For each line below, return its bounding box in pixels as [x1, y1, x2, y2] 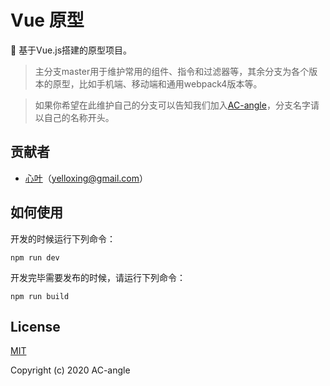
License [10, 318, 61, 335]
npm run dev [10, 252, 60, 263]
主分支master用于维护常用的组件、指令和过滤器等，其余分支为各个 [34, 65, 310, 77]
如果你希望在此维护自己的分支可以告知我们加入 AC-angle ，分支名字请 [34, 99, 320, 111]
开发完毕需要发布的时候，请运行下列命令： [10, 271, 186, 283]
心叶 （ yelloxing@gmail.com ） [24, 172, 149, 184]
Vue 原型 [10, 9, 85, 32]
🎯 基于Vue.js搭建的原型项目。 [10, 44, 133, 56]
